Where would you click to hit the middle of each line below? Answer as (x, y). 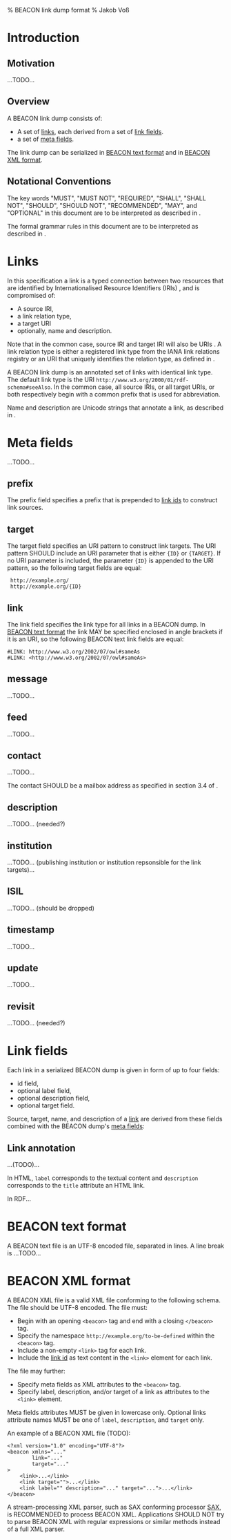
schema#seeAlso (29, 387)
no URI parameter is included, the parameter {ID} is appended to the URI (110, 561)
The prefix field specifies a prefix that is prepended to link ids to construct (112, 500)
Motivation (31, 63)
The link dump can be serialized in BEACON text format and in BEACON (109, 152)
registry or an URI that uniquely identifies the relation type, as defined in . (111, 359)
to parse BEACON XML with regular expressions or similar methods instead (114, 1521)
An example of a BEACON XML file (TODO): (69, 1433)
